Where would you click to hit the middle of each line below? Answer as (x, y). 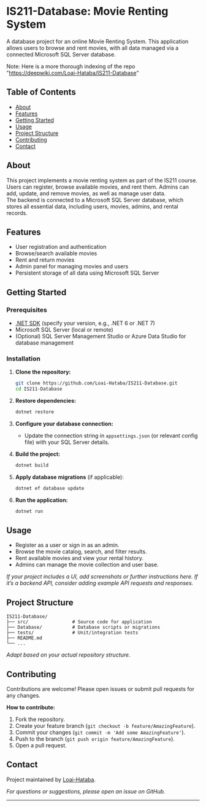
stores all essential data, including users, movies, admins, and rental (93, 206)
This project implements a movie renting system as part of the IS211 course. (102, 180)
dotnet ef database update (50, 488)
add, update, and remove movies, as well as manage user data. (86, 193)
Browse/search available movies (56, 254)
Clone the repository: (43, 372)
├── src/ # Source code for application (79, 622)
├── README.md (25, 638)
